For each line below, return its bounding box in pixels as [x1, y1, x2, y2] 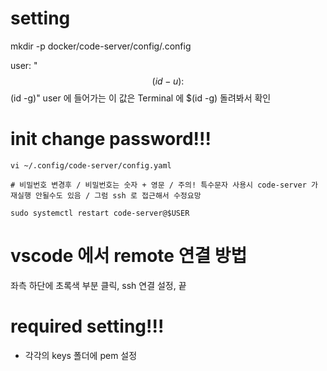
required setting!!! [10, 315, 165, 337]
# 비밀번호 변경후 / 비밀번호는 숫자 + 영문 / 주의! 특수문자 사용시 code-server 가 [10, 180, 319, 190]
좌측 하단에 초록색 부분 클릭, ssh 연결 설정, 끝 [10, 279, 187, 291]
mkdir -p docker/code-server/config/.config [10, 40, 192, 52]
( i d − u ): [151, 75, 185, 87]
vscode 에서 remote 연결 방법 [10, 245, 248, 267]
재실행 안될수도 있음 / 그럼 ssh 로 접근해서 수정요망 [10, 190, 202, 201]
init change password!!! [10, 128, 212, 151]
